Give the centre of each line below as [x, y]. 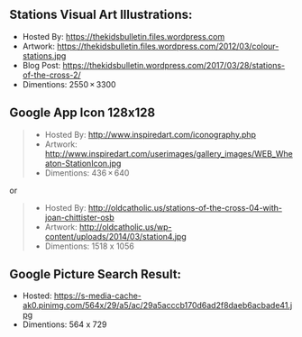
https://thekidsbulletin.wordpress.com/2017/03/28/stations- [174, 65]
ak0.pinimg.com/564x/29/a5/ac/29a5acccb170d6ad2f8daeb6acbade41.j [157, 305]
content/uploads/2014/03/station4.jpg [115, 236]
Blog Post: [41, 65]
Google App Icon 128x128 [82, 113]
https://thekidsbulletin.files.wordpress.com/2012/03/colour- [168, 46]
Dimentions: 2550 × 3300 [69, 84]
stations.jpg [44, 55]
